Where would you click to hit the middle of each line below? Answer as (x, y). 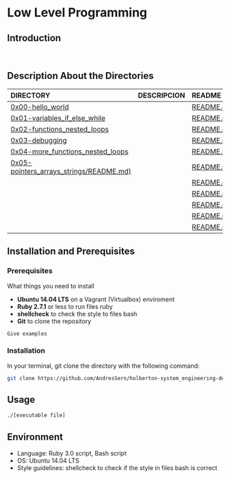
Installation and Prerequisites (71, 252)
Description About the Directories (80, 76)
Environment (35, 437)
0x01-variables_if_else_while (58, 118)
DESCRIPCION (162, 95)
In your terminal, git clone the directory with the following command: (103, 366)
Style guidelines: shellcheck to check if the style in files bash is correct (117, 468)
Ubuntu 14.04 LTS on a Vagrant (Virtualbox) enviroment (96, 299)
